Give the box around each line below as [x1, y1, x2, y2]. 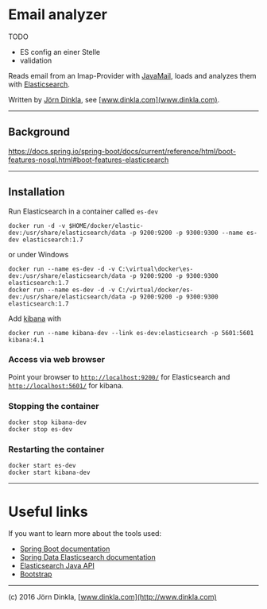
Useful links [8, 503, 89, 521]
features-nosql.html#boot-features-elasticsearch [8, 155, 169, 164]
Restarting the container [8, 444, 105, 455]
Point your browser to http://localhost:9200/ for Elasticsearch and [8, 372, 230, 382]
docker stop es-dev [8, 426, 73, 434]
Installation [8, 185, 65, 199]
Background [8, 125, 70, 139]
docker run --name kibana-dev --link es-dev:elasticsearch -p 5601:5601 [8, 329, 254, 337]
